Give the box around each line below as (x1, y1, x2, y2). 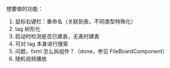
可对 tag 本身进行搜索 (14, 41, 68, 47)
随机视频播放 (14, 55, 47, 62)
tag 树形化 (14, 26, 41, 32)
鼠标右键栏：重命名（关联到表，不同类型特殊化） (14, 18, 136, 25)
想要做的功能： (6, 5, 43, 12)
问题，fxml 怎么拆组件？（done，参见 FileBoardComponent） (14, 48, 168, 55)
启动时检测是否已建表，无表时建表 (14, 33, 100, 40)
